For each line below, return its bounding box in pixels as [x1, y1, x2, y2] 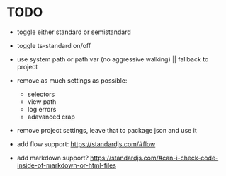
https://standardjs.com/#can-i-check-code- [90, 153, 219, 162]
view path [27, 97, 57, 106]
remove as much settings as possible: [16, 76, 128, 85]
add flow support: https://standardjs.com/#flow [16, 139, 156, 148]
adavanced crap [27, 112, 75, 121]
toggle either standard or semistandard [16, 28, 132, 36]
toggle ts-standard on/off [16, 41, 91, 49]
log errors [27, 105, 57, 113]
